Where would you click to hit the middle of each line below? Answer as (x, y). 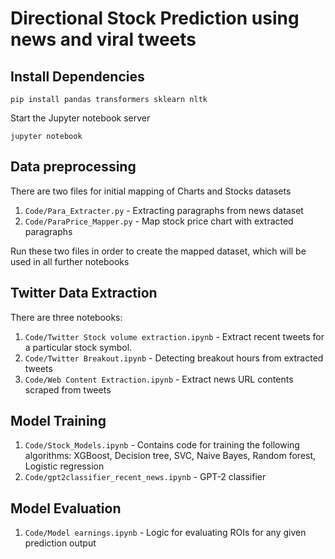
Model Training (58, 421)
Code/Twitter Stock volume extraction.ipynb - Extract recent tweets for (174, 336)
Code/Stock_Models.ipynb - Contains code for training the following (162, 445)
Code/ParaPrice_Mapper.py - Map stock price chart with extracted (159, 221)
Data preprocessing (73, 167)
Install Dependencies (77, 76)
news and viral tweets (103, 39)
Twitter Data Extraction (84, 293)
